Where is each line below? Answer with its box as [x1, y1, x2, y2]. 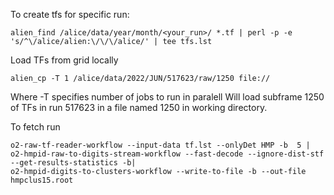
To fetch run [10, 121, 61, 133]
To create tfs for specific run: [10, 9, 130, 20]
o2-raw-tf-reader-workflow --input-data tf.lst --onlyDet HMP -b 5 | [10, 140, 311, 150]
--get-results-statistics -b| [10, 158, 137, 168]
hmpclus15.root [10, 175, 74, 185]
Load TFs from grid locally [10, 54, 119, 66]
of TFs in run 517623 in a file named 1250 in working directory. [10, 102, 268, 113]
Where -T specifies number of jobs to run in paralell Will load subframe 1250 [10, 91, 325, 103]
